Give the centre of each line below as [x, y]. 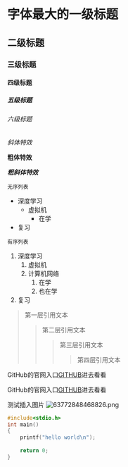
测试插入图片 [26, 404]
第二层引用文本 [64, 330]
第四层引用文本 [99, 359]
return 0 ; [34, 451]
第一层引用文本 [46, 315]
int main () [23, 424]
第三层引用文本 [81, 344]
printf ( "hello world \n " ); [58, 437]
